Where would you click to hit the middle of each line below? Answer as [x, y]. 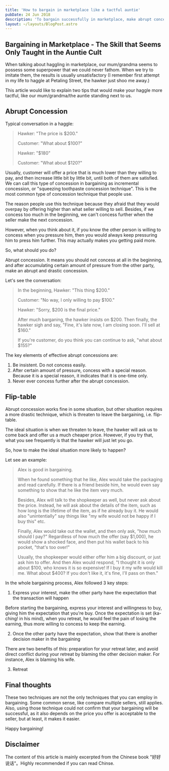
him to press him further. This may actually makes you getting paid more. [81, 240]
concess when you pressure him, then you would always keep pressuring [81, 235]
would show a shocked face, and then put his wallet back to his [83, 542]
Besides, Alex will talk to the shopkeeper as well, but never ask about [89, 500]
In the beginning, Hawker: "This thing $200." [64, 290]
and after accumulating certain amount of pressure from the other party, [80, 265]
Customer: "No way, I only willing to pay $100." [66, 300]
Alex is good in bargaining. [45, 469]
